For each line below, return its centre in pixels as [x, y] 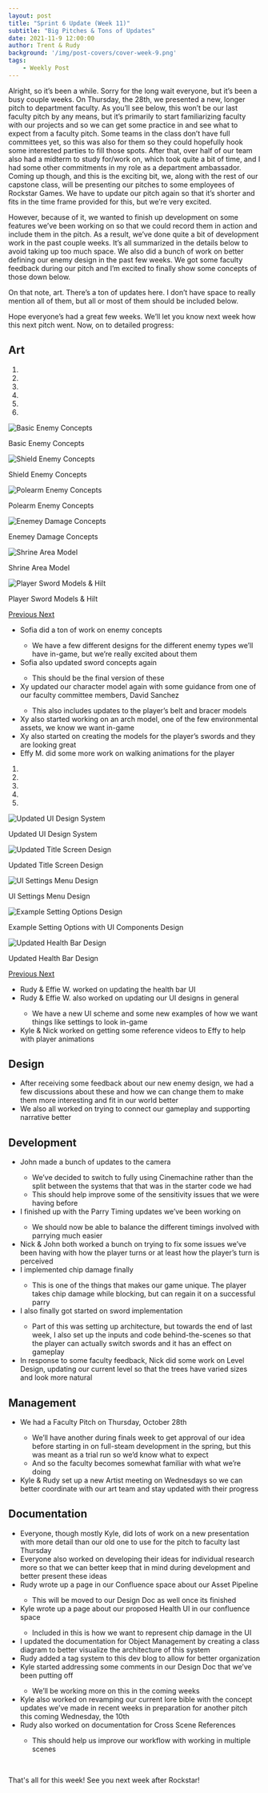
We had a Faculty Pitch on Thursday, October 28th [103, 1422]
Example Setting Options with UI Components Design [96, 927]
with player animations [57, 1039]
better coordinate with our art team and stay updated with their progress [139, 1489]
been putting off [46, 1675]
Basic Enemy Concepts [46, 443]
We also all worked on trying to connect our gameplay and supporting [135, 1109]
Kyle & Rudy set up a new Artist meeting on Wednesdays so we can [131, 1480]
